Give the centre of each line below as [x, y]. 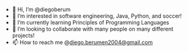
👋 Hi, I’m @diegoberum [41, 9]
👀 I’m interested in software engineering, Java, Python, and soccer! [97, 16]
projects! [23, 35]
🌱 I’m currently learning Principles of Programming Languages [91, 22]
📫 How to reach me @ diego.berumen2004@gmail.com [82, 42]
